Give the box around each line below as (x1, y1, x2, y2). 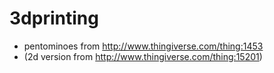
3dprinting (9, 7, 99, 30)
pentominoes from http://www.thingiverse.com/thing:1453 (23, 40, 264, 52)
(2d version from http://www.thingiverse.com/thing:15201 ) (23, 50, 263, 62)
